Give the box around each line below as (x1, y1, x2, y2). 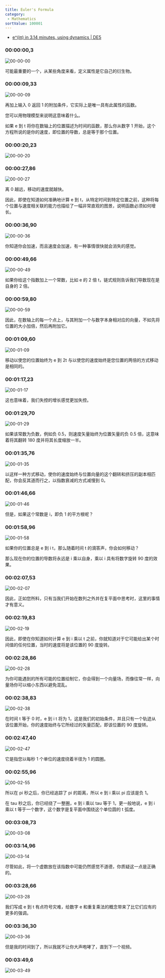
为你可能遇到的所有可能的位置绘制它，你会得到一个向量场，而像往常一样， (5, 676, 156, 681)
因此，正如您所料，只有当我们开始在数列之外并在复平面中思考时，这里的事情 (5, 596, 160, 602)
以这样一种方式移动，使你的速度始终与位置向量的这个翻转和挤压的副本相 (5, 471, 151, 477)
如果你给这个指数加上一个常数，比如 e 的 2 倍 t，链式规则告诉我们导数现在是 (5, 277, 160, 283)
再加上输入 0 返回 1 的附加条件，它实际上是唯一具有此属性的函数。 (5, 102, 139, 108)
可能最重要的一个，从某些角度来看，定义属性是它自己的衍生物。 (5, 68, 134, 74)
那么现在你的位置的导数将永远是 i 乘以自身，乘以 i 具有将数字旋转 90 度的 (5, 555, 153, 561)
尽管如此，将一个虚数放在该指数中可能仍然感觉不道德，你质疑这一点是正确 (5, 864, 156, 870)
